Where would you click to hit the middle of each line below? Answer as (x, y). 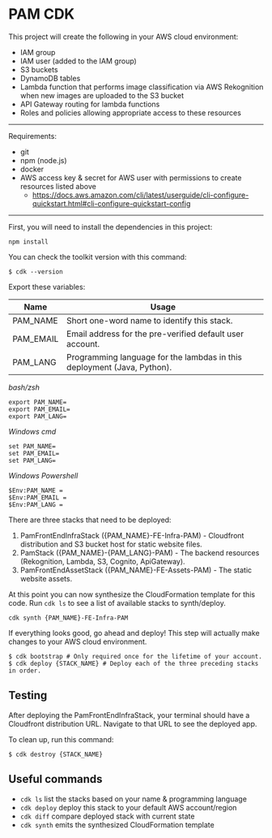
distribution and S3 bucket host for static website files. (111, 544)
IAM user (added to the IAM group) (79, 61)
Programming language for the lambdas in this (154, 356)
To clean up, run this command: (61, 739)
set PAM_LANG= (32, 460)
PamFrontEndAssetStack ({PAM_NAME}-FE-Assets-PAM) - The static (136, 570)
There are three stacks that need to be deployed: (90, 520)
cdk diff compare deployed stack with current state (107, 816)
